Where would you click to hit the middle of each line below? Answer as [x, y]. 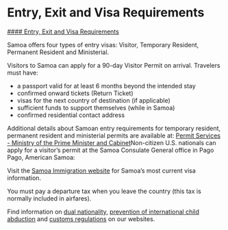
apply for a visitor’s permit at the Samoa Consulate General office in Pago [111, 150]
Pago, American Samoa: [41, 157]
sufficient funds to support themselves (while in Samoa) [96, 107]
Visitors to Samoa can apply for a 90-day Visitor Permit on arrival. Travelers [114, 65]
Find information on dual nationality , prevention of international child [103, 212]
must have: [23, 73]
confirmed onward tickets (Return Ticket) [75, 93]
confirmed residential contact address [71, 115]
